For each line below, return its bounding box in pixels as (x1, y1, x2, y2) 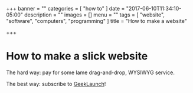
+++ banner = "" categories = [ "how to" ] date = (6, 5, 125, 12)
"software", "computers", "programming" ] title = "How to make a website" (6, 18, 187, 24)
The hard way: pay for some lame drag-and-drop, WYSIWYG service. (6, 69, 175, 76)
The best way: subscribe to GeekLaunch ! (6, 80, 106, 87)
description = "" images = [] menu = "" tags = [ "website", (24, 11, 165, 18)
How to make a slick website (6, 49, 148, 63)
